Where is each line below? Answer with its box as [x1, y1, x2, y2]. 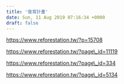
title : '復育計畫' [6, 8, 49, 15]
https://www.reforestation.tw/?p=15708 [6, 37, 103, 44]
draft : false [6, 20, 39, 26]
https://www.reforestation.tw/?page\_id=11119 [6, 48, 118, 55]
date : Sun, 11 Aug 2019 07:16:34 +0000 [6, 14, 106, 20]
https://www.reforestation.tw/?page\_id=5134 [6, 71, 118, 79]
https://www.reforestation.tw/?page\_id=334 [6, 59, 116, 67]
